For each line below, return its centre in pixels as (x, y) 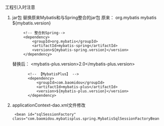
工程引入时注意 (20, 7)
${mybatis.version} (32, 23)
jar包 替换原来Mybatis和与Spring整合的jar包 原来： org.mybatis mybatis (84, 18)
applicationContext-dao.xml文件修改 (49, 105)
